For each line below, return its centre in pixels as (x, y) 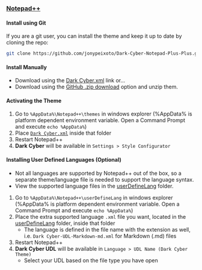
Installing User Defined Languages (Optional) (64, 160)
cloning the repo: (27, 43)
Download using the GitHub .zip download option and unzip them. (96, 87)
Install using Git (26, 23)
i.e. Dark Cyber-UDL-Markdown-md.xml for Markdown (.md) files (100, 236)
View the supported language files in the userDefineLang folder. (94, 186)
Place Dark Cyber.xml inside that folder (63, 133)
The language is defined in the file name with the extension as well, (107, 229)
